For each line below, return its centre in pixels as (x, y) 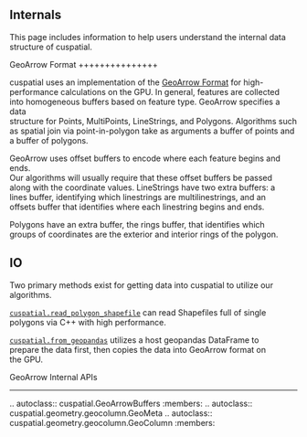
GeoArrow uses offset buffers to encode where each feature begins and (145, 158)
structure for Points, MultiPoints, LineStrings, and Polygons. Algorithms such (153, 121)
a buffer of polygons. (49, 140)
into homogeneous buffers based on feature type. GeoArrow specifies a (145, 101)
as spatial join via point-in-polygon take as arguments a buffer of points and (152, 131)
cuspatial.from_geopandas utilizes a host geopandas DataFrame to (134, 340)
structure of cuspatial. (51, 47)
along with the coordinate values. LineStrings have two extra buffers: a (143, 187)
